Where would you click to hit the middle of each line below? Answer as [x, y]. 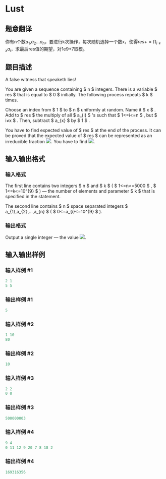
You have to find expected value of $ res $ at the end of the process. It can [83, 130]
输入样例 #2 [20, 324]
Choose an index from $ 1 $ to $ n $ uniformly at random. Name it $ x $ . [80, 110]
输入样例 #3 [20, 378]
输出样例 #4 [20, 461]
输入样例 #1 [19, 270]
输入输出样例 [25, 254]
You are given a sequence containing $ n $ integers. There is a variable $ [81, 89]
